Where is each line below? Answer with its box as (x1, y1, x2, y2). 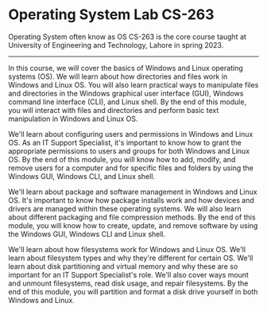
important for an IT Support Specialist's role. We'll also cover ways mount (8, 270, 249, 279)
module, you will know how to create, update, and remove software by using (8, 220, 258, 230)
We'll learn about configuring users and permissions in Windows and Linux (8, 129, 253, 138)
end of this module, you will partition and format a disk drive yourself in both (8, 286, 258, 296)
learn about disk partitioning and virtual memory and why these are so (8, 261, 238, 271)
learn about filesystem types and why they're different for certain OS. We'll (8, 253, 253, 262)
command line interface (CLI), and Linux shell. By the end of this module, (8, 97, 247, 107)
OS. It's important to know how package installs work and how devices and (8, 195, 254, 204)
